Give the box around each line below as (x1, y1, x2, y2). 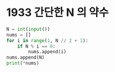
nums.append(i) (28, 49, 67, 55)
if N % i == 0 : (17, 43, 56, 49)
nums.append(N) (6, 54, 45, 61)
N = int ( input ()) (6, 26, 51, 32)
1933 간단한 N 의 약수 (6, 5, 109, 20)
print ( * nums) (6, 60, 40, 67)
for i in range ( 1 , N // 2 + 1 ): (6, 37, 88, 43)
